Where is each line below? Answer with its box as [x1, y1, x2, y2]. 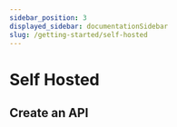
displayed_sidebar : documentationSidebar [9, 22, 169, 31]
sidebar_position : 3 [9, 13, 88, 23]
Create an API [9, 105, 89, 121]
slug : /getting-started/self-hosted [9, 30, 148, 39]
